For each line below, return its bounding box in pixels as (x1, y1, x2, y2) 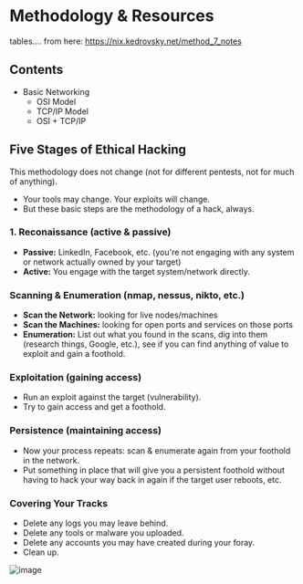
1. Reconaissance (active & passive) (9, 225, 172, 238)
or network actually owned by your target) (22, 256, 182, 267)
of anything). (9, 175, 57, 187)
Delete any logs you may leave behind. (22, 517, 169, 529)
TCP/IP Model (36, 106, 89, 117)
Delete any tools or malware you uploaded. (22, 527, 184, 538)
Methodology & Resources (9, 5, 214, 26)
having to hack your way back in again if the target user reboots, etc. (22, 474, 282, 485)
